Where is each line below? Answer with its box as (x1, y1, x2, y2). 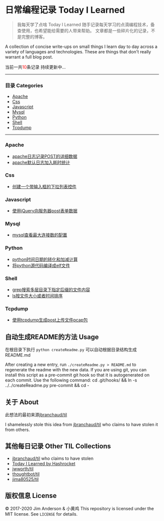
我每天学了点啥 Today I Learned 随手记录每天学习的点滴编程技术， (17, 22, 151, 27)
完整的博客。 (21, 34, 47, 40)
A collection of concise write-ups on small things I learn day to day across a (5, 44, 158, 49)
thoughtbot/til (12, 471, 40, 477)
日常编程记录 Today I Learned (5, 4, 125, 16)
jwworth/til (12, 466, 34, 472)
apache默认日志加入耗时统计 (12, 159, 70, 165)
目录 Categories (5, 82, 43, 89)
